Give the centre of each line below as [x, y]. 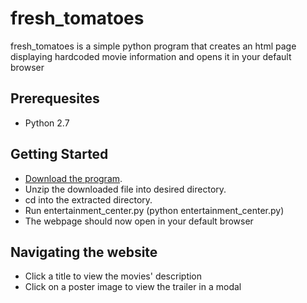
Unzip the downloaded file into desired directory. [125, 189]
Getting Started [59, 154]
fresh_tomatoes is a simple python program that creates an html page [153, 46]
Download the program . [73, 178]
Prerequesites [55, 98]
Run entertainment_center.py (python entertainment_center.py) [154, 210]
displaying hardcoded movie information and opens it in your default [151, 56]
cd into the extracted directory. [88, 199]
